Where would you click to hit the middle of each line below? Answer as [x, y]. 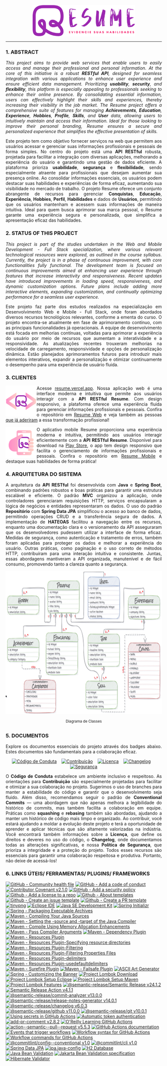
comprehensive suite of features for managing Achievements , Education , [84, 110]
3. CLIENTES [21, 377]
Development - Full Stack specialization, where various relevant [84, 249]
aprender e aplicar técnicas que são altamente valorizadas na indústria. [84, 829]
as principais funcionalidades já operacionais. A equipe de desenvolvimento [84, 328]
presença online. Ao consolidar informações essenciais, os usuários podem [84, 178]
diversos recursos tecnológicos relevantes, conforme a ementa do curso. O [84, 317]
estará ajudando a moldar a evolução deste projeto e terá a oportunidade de [84, 824]
